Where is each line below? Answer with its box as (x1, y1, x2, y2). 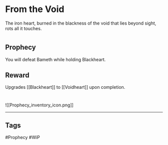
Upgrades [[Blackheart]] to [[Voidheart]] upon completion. (5, 84, 125, 90)
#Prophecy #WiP (5, 134, 40, 140)
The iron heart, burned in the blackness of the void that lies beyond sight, (5, 20, 156, 26)
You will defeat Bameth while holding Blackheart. (5, 56, 106, 62)
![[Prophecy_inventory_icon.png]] (5, 102, 74, 108)
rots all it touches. (5, 25, 42, 31)
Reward (5, 71, 30, 79)
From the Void (5, 4, 64, 15)
